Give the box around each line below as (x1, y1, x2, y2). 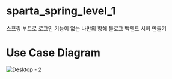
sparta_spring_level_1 (6, 4, 116, 18)
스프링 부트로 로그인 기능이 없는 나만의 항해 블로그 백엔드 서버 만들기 (6, 25, 167, 32)
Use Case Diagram (6, 46, 101, 60)
